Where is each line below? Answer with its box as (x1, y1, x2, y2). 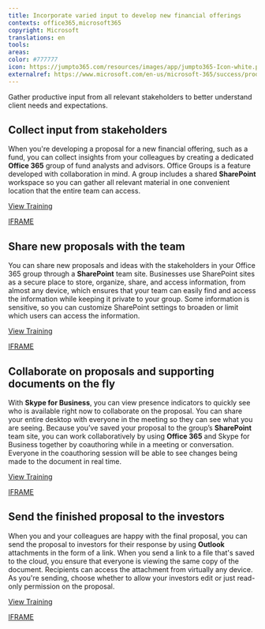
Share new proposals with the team (8, 239, 185, 253)
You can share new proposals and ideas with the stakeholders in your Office (8, 261, 256, 270)
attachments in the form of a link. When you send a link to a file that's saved (8, 548, 255, 557)
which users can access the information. (8, 311, 140, 321)
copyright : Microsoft (8, 26, 80, 34)
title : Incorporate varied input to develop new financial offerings (8, 11, 242, 20)
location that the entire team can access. (8, 186, 140, 196)
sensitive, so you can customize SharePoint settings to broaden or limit (8, 303, 239, 312)
